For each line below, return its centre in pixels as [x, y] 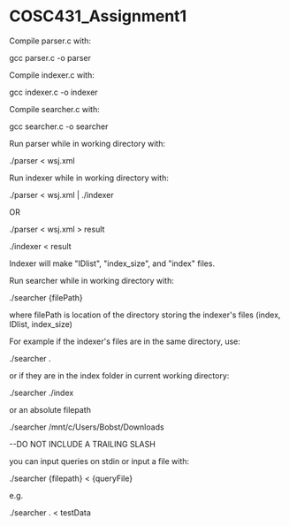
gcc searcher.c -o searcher [59, 126]
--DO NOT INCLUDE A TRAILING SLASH [83, 444]
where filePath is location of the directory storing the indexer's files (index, [145, 315]
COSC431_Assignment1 [98, 16]
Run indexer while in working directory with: [89, 178]
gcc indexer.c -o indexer [54, 92]
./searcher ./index [42, 393]
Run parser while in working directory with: [87, 143]
